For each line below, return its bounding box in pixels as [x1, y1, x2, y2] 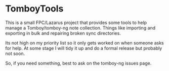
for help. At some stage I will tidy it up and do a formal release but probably [5, 45, 162, 51]
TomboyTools [5, 3, 64, 14]
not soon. [5, 50, 25, 56]
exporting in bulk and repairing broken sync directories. [5, 30, 121, 36]
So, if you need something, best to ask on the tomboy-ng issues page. [5, 60, 152, 66]
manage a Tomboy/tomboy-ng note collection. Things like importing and [5, 24, 156, 30]
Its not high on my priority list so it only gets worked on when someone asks [5, 39, 164, 45]
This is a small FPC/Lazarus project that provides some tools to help [5, 19, 147, 25]
